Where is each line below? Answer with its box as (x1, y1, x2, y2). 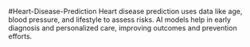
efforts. (8, 31, 33, 41)
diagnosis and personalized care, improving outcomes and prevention (8, 23, 237, 32)
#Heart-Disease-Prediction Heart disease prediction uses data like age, (8, 7, 243, 16)
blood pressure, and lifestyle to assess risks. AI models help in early (8, 15, 232, 24)
